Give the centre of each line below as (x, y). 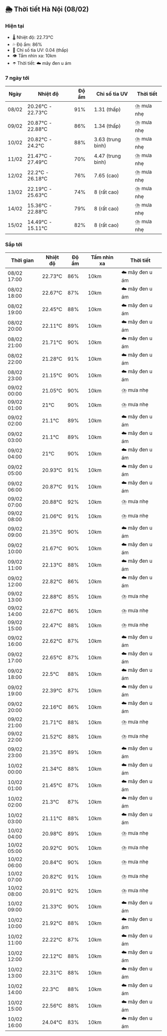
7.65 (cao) (107, 176)
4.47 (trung (107, 156)
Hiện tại (15, 26)
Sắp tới (14, 244)
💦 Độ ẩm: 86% (27, 44)
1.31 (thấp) (107, 110)
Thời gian (22, 260)
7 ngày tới (17, 78)
